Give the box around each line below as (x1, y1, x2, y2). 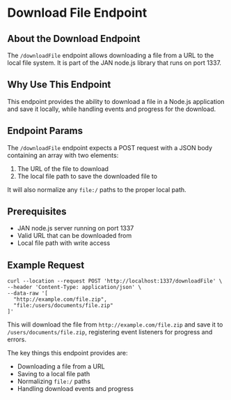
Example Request (7, 259, 85, 271)
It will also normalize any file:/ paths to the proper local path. (7, 185, 186, 193)
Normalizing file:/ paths (17, 377, 90, 385)
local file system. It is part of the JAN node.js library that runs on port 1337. (7, 59, 221, 67)
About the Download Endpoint (7, 33, 141, 45)
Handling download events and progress (17, 385, 134, 393)
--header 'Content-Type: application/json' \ (7, 284, 141, 291)
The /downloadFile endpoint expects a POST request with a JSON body (7, 143, 213, 151)
